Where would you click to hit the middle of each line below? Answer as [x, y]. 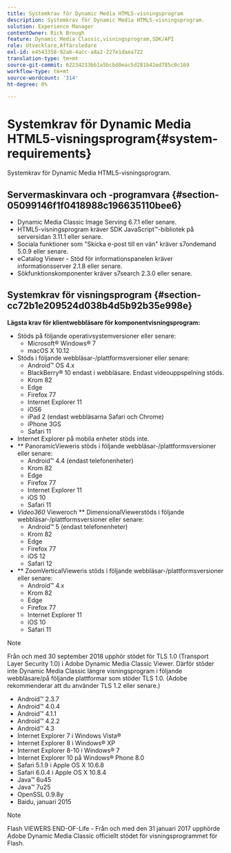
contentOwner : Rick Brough [46, 33]
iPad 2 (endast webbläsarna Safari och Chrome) [96, 416]
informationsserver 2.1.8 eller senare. [70, 266]
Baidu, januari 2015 [44, 801]
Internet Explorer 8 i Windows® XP [66, 742]
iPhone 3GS [44, 424]
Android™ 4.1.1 [37, 713]
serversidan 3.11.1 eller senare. [60, 237]
